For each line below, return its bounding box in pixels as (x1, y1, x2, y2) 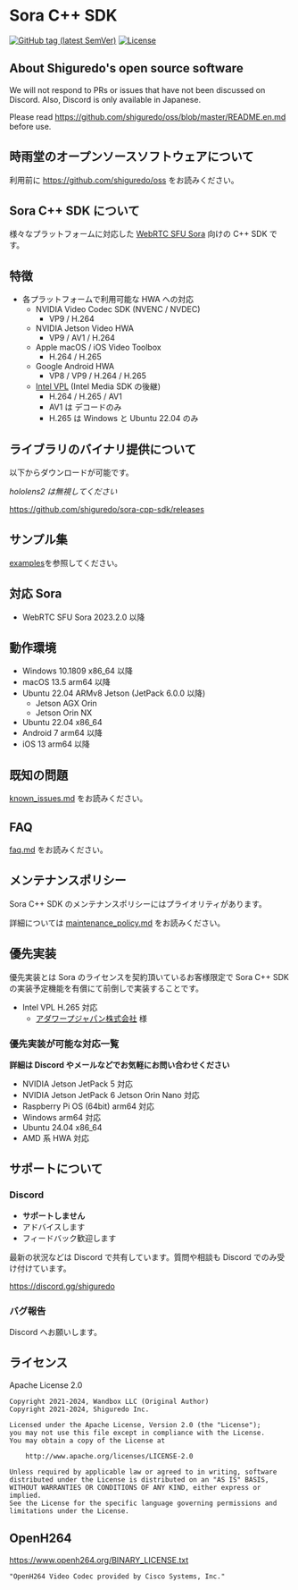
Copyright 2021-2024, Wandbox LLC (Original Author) (9, 1397, 210, 1406)
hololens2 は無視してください (9, 486, 118, 496)
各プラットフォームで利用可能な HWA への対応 (21, 294, 195, 305)
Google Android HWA (35, 361, 114, 372)
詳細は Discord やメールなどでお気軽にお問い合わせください (9, 1059, 230, 1070)
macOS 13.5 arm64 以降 (21, 677, 111, 688)
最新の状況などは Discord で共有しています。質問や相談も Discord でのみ (9, 1251, 277, 1262)
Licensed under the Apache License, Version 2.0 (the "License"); (9, 1420, 261, 1429)
